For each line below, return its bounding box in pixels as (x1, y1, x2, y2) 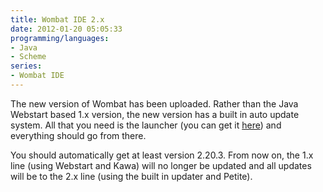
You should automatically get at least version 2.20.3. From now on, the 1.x (10, 149, 314, 161)
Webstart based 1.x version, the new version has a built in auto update (10, 108, 300, 120)
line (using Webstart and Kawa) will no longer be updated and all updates (10, 159, 312, 171)
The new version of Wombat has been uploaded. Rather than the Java (10, 97, 299, 110)
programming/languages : (10, 33, 110, 43)
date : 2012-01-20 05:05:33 (10, 24, 123, 34)
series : (10, 61, 43, 71)
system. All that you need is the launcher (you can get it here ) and (10, 119, 282, 131)
